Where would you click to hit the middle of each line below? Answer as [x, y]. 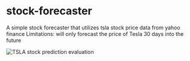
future [14, 40]
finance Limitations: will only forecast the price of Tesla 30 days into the [95, 33]
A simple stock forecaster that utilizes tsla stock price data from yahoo [94, 28]
